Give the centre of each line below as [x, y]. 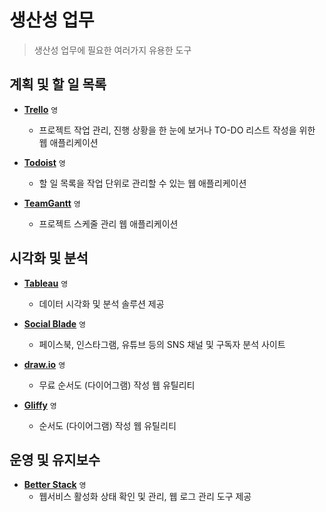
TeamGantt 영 [52, 203]
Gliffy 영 [40, 405]
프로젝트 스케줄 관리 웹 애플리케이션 [108, 223]
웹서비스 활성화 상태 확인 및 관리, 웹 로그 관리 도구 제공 [145, 497]
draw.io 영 [44, 364]
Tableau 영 [46, 283]
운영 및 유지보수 [55, 459]
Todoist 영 [44, 162]
